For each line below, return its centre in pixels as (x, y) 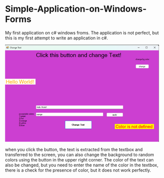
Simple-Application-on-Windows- (76, 9)
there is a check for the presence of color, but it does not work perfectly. (78, 170)
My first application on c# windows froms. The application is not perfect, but (82, 33)
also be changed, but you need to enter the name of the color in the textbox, (82, 165)
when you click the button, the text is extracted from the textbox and (74, 150)
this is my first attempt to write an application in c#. (57, 38)
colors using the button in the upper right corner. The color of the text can (79, 160)
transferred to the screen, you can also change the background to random (80, 155)
